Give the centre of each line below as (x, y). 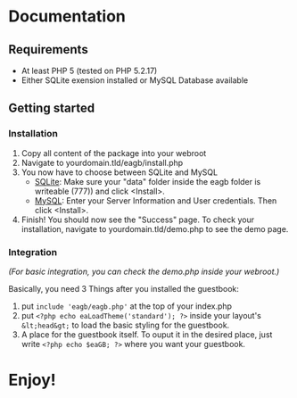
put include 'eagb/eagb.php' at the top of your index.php (127, 306)
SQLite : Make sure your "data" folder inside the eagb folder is (148, 181)
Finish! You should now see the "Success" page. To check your (138, 220)
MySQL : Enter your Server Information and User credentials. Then (156, 200)
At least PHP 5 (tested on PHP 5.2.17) (89, 70)
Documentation (67, 17)
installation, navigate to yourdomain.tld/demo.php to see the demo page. (155, 228)
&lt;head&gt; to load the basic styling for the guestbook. (125, 325)
